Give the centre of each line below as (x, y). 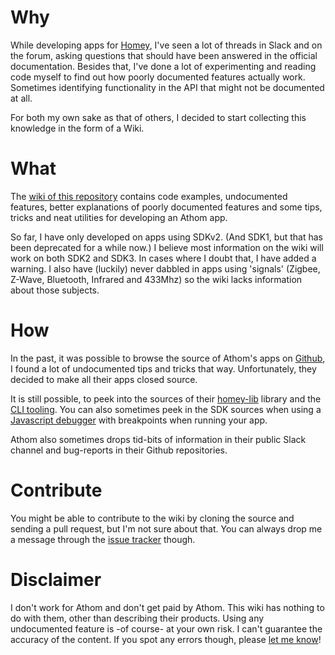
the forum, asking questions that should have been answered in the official (164, 55)
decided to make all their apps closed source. (104, 379)
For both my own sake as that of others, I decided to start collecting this (158, 117)
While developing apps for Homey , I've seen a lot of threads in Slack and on (166, 45)
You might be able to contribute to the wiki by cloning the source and (152, 518)
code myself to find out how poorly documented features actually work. (158, 77)
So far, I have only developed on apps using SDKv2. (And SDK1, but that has (166, 237)
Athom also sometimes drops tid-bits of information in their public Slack (158, 439)
